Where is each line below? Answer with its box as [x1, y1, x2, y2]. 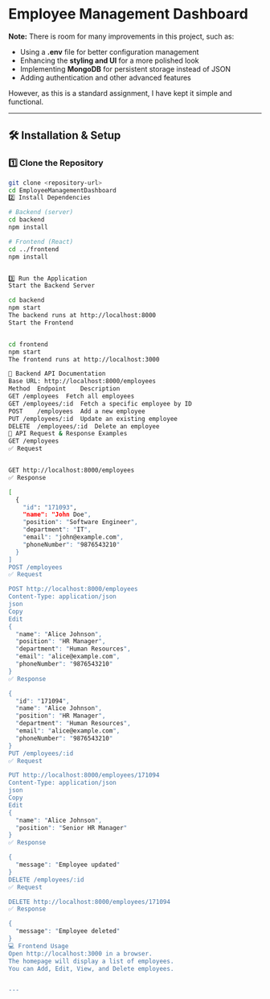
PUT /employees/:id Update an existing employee [8, 415, 178, 423]
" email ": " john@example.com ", [22, 533, 125, 541]
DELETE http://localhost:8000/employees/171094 [8, 898, 171, 906]
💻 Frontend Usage [8, 942, 69, 950]
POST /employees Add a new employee [8, 407, 146, 415]
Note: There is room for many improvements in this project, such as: [8, 31, 235, 41]
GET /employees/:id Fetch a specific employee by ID [8, 399, 193, 407]
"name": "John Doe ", [22, 510, 92, 519]
